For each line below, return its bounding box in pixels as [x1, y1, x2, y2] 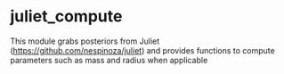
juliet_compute [10, 6, 123, 27]
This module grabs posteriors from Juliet [10, 36, 160, 46]
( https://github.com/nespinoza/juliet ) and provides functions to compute [10, 45, 275, 55]
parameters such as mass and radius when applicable [10, 54, 208, 65]
